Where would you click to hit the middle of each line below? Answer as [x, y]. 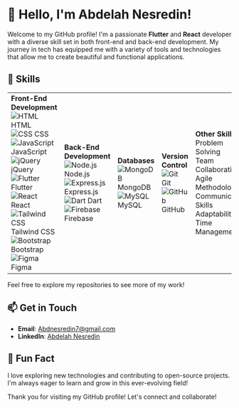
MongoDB [134, 187]
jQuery [22, 169]
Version [175, 156]
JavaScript [29, 151]
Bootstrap [27, 249]
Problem [209, 143]
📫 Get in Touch [42, 308]
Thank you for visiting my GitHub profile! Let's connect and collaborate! [112, 397]
